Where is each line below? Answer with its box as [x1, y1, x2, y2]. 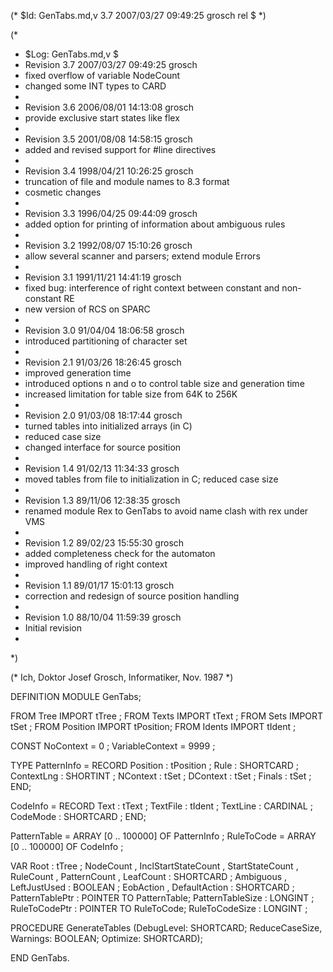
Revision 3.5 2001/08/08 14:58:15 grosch [24, 133, 193, 145]
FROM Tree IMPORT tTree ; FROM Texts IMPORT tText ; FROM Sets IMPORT [10, 710, 324, 722]
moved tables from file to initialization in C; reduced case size [24, 473, 279, 485]
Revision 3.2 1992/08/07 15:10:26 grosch [24, 240, 193, 251]
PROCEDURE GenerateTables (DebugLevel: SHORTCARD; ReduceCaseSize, [10, 922, 323, 934]
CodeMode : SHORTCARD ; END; [10, 811, 147, 822]
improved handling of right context [24, 558, 168, 570]
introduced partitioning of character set [24, 335, 188, 347]
